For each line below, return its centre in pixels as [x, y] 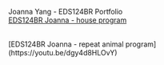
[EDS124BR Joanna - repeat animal [66, 44]
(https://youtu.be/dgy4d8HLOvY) [63, 53]
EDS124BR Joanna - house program [68, 20]
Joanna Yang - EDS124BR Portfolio [66, 12]
